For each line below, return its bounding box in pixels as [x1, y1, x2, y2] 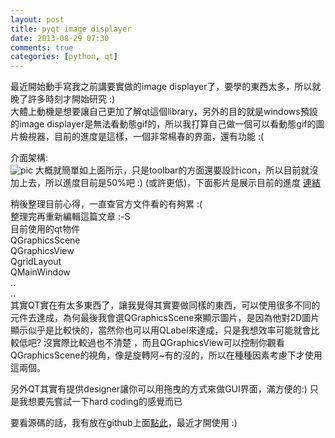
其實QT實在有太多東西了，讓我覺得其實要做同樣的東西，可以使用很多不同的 [10, 299, 321, 311]
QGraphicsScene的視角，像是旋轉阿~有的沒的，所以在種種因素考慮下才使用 [10, 349, 323, 361]
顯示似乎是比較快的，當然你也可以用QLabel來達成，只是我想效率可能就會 [10, 324, 312, 336]
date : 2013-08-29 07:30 [10, 33, 110, 43]
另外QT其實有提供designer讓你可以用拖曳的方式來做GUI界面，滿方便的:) [10, 383, 308, 395]
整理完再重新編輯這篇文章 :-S [10, 211, 131, 223]
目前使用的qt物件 [10, 223, 81, 235]
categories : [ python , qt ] [10, 52, 118, 62]
